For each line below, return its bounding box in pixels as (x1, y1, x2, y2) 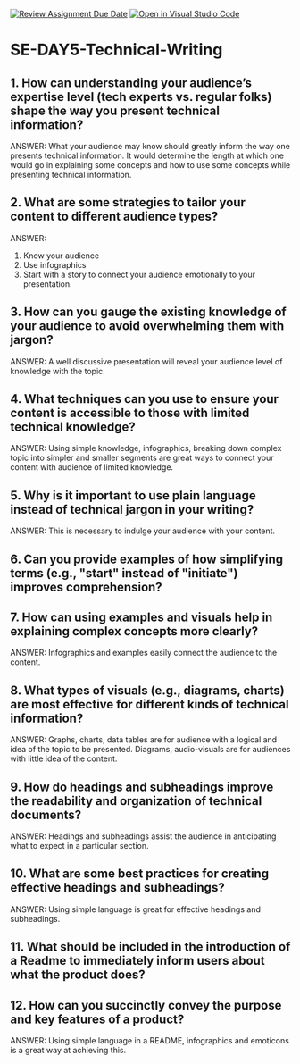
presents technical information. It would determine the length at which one (10, 150, 285, 161)
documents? (10, 807, 82, 822)
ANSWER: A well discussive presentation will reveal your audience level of (10, 356, 283, 366)
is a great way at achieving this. (10, 1045, 127, 1056)
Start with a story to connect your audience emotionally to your (22, 269, 256, 280)
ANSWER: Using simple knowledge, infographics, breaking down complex (10, 443, 282, 454)
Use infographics (22, 259, 87, 270)
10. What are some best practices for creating (10, 867, 270, 882)
